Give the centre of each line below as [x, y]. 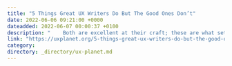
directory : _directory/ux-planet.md [60, 52]
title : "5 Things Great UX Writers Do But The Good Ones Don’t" [101, 13]
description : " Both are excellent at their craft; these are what [111, 33]
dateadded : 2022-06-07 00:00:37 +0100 [63, 26]
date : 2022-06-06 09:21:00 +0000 [55, 20]
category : [21, 45]
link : [15, 39]
